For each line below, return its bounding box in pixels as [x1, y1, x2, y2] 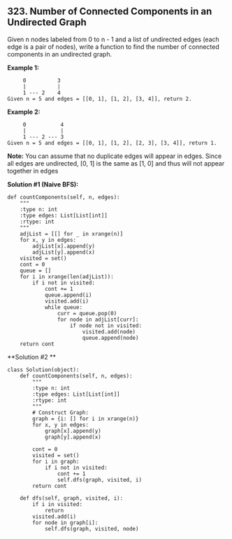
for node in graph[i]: [32, 519, 99, 526]
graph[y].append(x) [44, 433, 101, 440]
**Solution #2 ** [7, 352, 57, 361]
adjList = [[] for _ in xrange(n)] [20, 230, 124, 237]
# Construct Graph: [32, 409, 89, 416]
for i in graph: [32, 458, 80, 465]
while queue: [44, 303, 82, 310]
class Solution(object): [7, 366, 80, 373]
